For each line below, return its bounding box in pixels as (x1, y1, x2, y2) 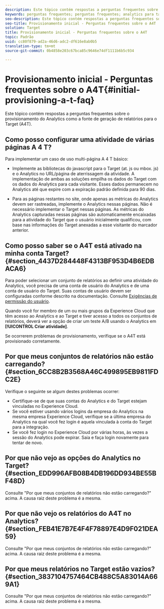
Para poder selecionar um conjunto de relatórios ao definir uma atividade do (5, 278, 159, 284)
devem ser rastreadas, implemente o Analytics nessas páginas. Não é (12, 201, 153, 207)
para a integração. (12, 424, 49, 430)
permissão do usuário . (5, 298, 50, 304)
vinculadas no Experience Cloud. (12, 403, 79, 409)
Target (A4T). (5, 121, 33, 127)
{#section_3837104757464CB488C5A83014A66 (5, 572, 158, 581)
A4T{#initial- (86, 84, 141, 95)
